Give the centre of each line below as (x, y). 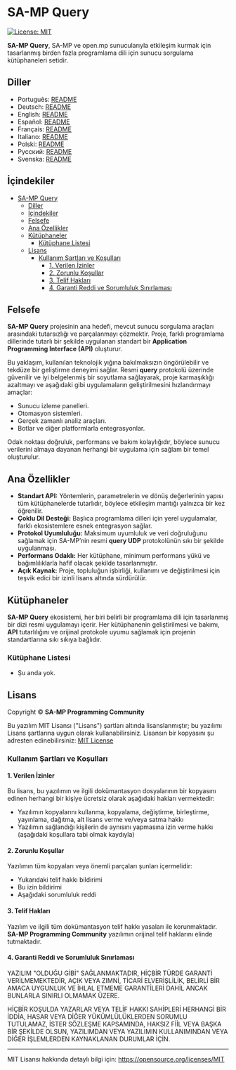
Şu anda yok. (37, 673)
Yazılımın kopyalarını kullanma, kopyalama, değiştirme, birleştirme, (113, 812)
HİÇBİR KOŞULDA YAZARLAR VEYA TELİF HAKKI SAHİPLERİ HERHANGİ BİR (117, 1009)
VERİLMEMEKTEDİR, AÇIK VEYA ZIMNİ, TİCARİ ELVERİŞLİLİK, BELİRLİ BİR (113, 980)
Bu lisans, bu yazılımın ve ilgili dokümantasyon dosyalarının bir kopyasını (112, 791)
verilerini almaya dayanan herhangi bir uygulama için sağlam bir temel (108, 450)
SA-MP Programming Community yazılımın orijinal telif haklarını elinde (110, 934)
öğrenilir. (30, 511)
